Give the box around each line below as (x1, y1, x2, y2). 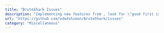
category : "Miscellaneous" (5, 20, 60, 26)
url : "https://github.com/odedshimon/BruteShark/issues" (5, 16, 123, 21)
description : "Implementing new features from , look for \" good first (5, 12, 154, 16)
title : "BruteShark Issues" (5, 7, 62, 12)
